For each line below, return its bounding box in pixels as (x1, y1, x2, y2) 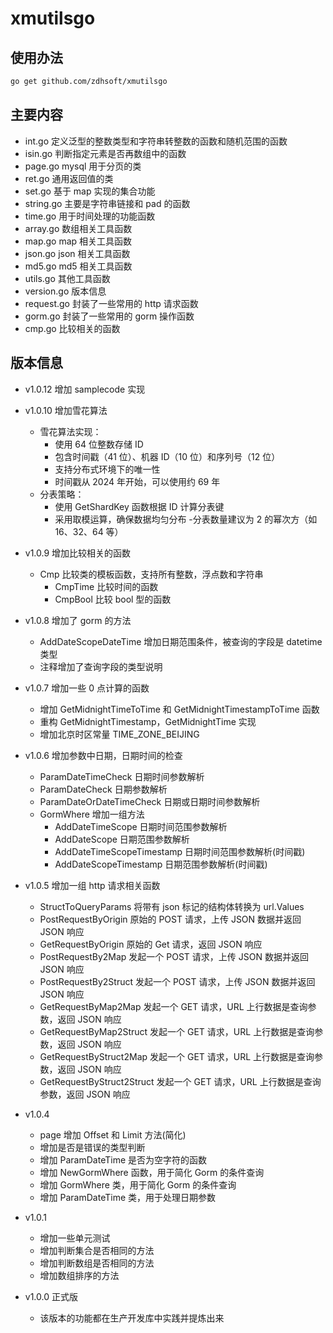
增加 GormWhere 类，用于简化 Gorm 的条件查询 (39, 1178, 237, 1191)
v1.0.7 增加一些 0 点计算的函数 (24, 682, 150, 694)
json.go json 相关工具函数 (24, 247, 131, 259)
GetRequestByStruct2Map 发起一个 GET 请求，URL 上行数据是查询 (39, 1050, 315, 1062)
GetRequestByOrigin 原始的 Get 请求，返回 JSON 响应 (39, 938, 263, 950)
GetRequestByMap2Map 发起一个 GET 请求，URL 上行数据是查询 (39, 1000, 308, 1012)
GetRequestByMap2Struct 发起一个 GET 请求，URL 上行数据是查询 (39, 1025, 315, 1037)
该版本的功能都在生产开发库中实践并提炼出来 (39, 1312, 225, 1324)
